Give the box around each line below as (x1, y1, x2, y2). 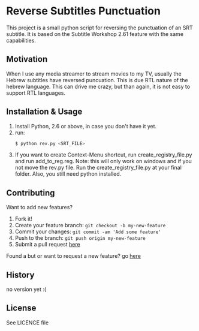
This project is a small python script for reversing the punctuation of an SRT (6, 24, 193, 31)
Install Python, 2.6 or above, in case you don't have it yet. (14, 122, 157, 130)
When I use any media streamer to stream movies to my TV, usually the (6, 70, 182, 77)
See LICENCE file (6, 319, 49, 326)
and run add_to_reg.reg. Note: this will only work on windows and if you (14, 158, 192, 165)
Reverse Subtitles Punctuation (6, 4, 161, 18)
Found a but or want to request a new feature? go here (6, 252, 141, 260)
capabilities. (6, 37, 36, 44)
